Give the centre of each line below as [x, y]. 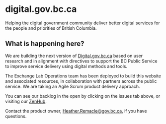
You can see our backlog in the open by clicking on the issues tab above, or [83, 96]
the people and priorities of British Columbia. [51, 28]
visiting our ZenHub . [26, 101]
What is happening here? [45, 44]
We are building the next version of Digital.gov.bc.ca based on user [74, 56]
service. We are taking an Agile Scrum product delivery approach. [73, 86]
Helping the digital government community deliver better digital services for [83, 23]
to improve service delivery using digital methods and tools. [66, 66]
